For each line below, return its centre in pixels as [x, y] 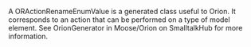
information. [28, 36]
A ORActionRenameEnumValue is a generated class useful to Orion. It [122, 11]
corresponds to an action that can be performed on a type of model [119, 20]
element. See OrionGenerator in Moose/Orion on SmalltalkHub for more [125, 28]
